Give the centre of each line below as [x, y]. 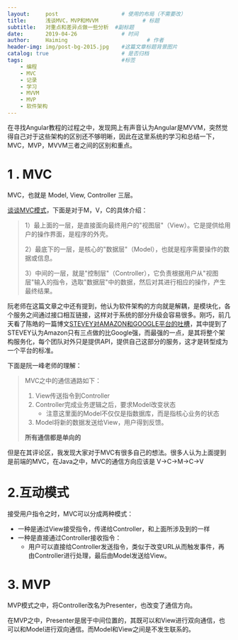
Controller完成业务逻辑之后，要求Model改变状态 [105, 404]
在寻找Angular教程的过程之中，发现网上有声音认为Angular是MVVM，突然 [114, 127]
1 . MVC [30, 174]
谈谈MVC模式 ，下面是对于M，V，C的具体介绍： [78, 210]
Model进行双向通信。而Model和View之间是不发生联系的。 [110, 629]
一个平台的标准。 [32, 350]
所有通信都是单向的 [53, 437]
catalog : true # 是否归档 [78, 54]
